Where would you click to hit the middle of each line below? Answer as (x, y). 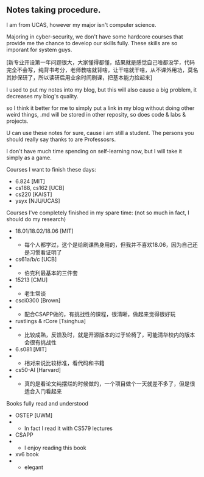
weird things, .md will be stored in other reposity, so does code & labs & (96, 114)
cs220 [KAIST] (34, 194)
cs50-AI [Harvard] (38, 370)
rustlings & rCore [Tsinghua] (51, 321)
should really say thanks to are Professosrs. (61, 139)
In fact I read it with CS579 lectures (68, 428)
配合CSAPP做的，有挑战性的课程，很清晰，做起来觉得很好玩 (100, 314)
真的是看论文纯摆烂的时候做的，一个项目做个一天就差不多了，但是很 (110, 384)
